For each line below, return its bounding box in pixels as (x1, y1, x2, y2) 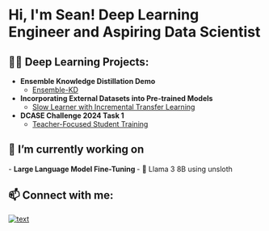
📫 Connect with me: (8, 188, 114, 203)
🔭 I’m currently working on (8, 143, 145, 157)
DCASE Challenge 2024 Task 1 (19, 111, 124, 120)
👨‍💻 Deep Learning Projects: (8, 55, 149, 69)
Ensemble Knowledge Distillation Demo (19, 77, 156, 86)
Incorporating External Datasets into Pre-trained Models (19, 94, 213, 103)
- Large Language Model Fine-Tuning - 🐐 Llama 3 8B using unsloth (8, 164, 233, 174)
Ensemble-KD (32, 85, 79, 94)
